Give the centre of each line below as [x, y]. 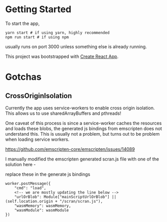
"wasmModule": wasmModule [42, 210]
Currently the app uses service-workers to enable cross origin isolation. [80, 108]
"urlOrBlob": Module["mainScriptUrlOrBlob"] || [65, 197]
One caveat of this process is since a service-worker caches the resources [83, 123]
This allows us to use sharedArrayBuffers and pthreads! [63, 113]
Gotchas [24, 77]
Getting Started [38, 9]
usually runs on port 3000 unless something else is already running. [76, 46]
